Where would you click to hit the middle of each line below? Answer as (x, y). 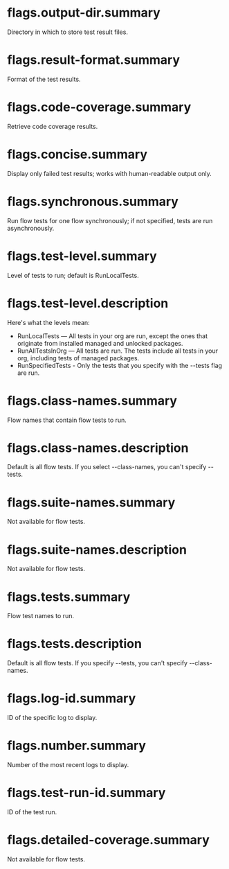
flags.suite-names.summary (91, 502)
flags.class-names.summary (92, 401)
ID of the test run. (32, 812)
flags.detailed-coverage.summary (108, 840)
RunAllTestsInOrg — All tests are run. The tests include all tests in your (117, 351)
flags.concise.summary (77, 155)
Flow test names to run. (41, 616)
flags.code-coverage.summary (99, 107)
